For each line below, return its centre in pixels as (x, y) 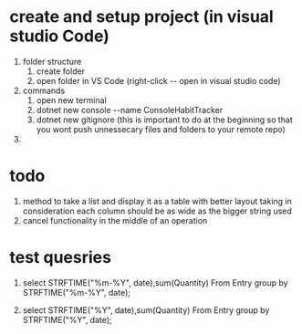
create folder (60, 71)
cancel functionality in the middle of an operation (115, 220)
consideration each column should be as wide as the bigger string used (157, 211)
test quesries (61, 258)
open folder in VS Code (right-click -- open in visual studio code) (158, 80)
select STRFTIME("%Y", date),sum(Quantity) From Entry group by (146, 310)
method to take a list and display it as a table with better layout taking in (157, 201)
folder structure (52, 61)
